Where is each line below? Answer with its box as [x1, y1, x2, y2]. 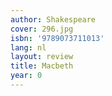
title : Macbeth [10, 61, 74, 71]
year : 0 [10, 71, 43, 81]
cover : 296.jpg [10, 24, 74, 34]
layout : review [10, 52, 74, 62]
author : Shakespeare [10, 14, 97, 25]
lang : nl [10, 42, 47, 53]
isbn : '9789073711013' [10, 33, 105, 43]
